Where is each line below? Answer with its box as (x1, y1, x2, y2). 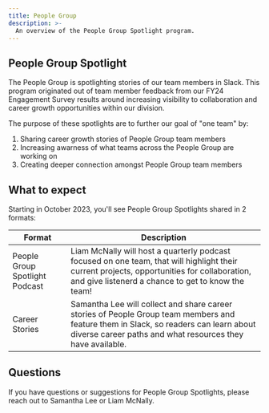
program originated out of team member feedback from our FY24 (8, 86, 224, 96)
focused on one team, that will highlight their (70, 256, 238, 266)
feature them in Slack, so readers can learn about (70, 318, 256, 330)
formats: (8, 213, 36, 222)
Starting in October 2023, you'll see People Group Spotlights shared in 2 (8, 204, 247, 213)
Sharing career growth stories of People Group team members (19, 134, 227, 144)
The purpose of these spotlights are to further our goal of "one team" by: (8, 119, 249, 128)
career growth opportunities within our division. (8, 103, 165, 113)
